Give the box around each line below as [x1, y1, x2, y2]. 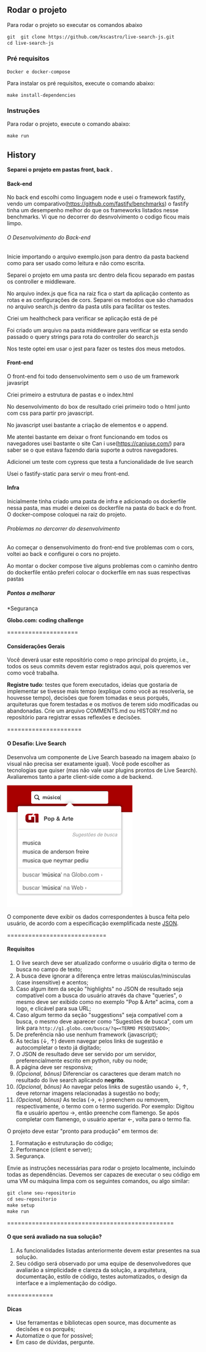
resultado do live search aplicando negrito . [15, 1076, 125, 1084]
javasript [7, 379, 29, 386]
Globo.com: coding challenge [7, 617, 84, 624]
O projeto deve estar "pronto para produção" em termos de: [7, 1127, 159, 1135]
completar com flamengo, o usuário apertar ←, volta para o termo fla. [15, 1115, 192, 1122]
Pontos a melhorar [7, 589, 56, 597]
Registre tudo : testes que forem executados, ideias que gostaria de [7, 681, 178, 689]
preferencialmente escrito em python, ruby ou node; [15, 1057, 148, 1064]
